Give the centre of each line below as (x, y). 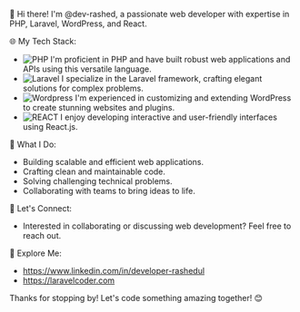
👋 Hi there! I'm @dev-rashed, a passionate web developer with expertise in (150, 14)
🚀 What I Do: (33, 144)
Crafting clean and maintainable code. (94, 171)
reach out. (42, 235)
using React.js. (50, 127)
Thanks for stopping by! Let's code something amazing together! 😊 (136, 298)
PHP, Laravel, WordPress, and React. (78, 24)
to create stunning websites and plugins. (99, 107)
